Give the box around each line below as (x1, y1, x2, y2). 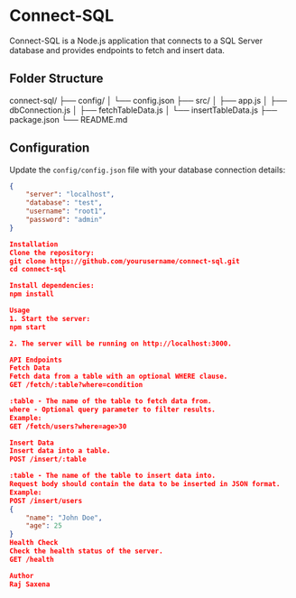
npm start (9, 322, 47, 332)
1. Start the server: (9, 314, 91, 323)
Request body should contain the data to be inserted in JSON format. (9, 480, 281, 489)
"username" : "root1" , (25, 207, 106, 216)
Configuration (9, 141, 90, 156)
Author (9, 571, 34, 580)
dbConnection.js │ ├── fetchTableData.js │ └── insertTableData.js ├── (9, 105, 278, 115)
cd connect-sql (9, 265, 67, 274)
